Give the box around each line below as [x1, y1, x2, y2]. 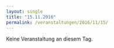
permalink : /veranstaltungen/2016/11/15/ [6, 19, 109, 25]
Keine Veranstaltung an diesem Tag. [6, 36, 93, 43]
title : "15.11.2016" [6, 14, 57, 20]
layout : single [6, 8, 43, 15]
